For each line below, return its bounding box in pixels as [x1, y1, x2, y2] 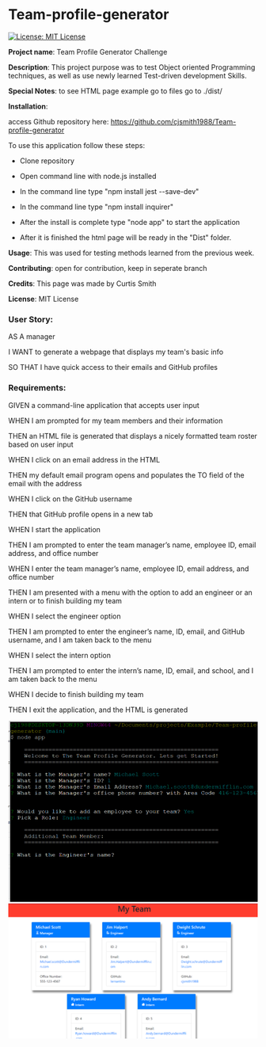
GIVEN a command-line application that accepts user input [8, 400, 199, 409]
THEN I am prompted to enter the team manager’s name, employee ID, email [8, 540, 256, 550]
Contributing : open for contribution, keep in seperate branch [8, 263, 207, 272]
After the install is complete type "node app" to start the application [19, 217, 240, 227]
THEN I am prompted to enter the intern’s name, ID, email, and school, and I [8, 665, 254, 675]
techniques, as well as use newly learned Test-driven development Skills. [8, 70, 247, 80]
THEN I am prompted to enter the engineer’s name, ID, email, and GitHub [8, 626, 245, 636]
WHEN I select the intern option [8, 650, 111, 660]
